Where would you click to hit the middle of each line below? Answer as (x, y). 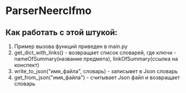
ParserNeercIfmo (49, 11)
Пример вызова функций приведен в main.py (71, 46)
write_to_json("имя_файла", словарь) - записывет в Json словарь (96, 71)
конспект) (26, 65)
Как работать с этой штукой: (62, 32)
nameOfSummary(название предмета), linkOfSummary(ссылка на (96, 59)
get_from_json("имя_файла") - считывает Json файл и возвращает (97, 77)
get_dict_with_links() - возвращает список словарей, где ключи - (95, 53)
